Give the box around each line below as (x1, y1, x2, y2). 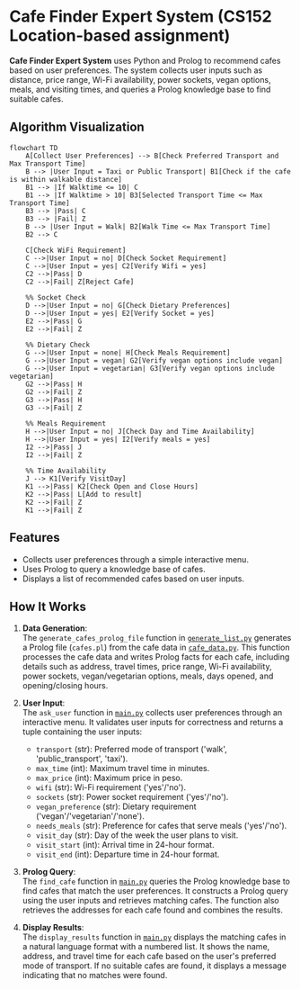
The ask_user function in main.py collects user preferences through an (22, 707, 283, 718)
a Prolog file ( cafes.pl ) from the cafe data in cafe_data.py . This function (22, 642, 290, 653)
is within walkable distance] (9, 175, 123, 184)
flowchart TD (9, 143, 58, 152)
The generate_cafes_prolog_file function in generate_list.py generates (22, 633, 292, 643)
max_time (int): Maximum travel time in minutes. (35, 763, 210, 774)
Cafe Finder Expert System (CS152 (9, 6, 272, 27)
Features (9, 530, 60, 545)
